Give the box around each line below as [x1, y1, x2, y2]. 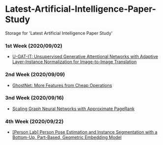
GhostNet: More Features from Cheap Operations [12, 82, 112, 88]
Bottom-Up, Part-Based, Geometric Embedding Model [12, 134, 122, 141]
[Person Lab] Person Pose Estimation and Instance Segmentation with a [12, 129, 158, 135]
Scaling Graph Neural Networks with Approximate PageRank [12, 106, 135, 112]
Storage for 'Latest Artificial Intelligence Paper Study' [5, 30, 113, 36]
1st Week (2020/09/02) [5, 42, 62, 49]
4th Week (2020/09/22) [5, 118, 64, 125]
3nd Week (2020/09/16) [5, 94, 64, 101]
